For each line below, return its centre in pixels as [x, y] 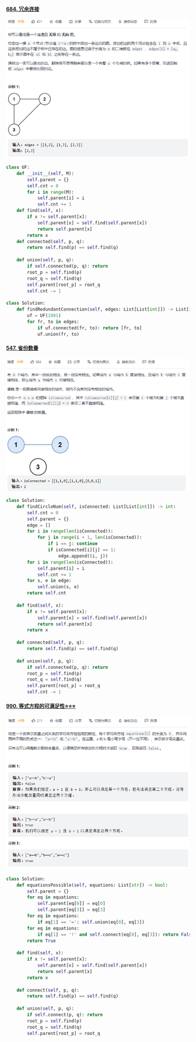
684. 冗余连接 [23, 9]
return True [42, 941]
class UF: [18, 168]
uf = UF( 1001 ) [44, 316]
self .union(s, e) [58, 587]
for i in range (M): [51, 192]
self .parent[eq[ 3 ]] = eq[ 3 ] [71, 910]
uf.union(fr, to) [58, 334]
